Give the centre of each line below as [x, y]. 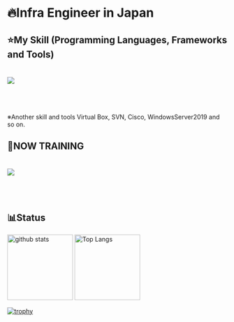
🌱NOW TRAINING [46, 146]
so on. [16, 124]
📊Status [27, 218]
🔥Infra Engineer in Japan [81, 13]
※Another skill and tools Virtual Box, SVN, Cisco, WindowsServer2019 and [114, 117]
